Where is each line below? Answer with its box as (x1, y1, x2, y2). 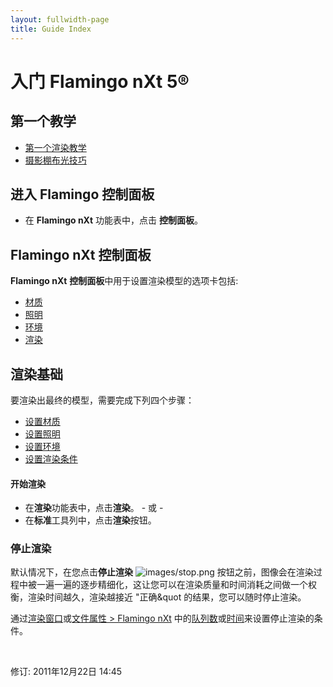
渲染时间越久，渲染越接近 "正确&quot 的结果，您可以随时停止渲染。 (27, 591, 307, 603)
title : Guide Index (10, 24, 92, 34)
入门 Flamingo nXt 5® (10, 70, 190, 93)
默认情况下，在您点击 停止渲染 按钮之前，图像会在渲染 (10, 566, 314, 578)
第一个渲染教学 (24, 141, 87, 153)
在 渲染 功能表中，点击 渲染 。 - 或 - (24, 502, 164, 514)
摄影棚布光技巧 (24, 154, 87, 166)
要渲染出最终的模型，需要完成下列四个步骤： (10, 394, 195, 406)
